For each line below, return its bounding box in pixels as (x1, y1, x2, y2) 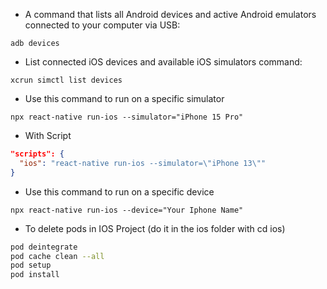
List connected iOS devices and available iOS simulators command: (24, 56, 303, 68)
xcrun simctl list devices (10, 75, 123, 85)
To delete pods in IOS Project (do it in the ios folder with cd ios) (24, 222, 286, 234)
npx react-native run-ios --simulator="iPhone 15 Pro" (10, 112, 244, 122)
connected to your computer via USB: (24, 19, 181, 31)
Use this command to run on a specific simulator (24, 93, 225, 104)
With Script (24, 130, 72, 141)
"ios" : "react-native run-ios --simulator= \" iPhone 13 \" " (19, 158, 267, 168)
